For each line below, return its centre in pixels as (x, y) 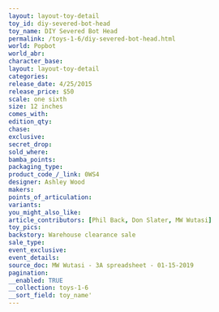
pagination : (28, 273)
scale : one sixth (38, 99)
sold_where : (28, 152)
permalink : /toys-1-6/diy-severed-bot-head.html (92, 39)
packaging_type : (36, 167)
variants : (25, 205)
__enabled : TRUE (36, 280)
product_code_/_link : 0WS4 (54, 175)
